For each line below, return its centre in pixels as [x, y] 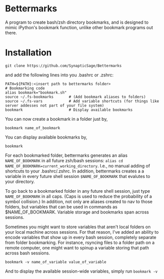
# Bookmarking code [25, 88]
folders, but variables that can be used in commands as [61, 207]
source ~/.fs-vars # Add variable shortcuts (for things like [82, 101]
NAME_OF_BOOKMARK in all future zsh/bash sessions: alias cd [64, 160]
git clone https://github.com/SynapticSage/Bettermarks [63, 66]
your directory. [20, 181]
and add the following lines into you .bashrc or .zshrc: [59, 75]
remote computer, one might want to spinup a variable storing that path [77, 247]
